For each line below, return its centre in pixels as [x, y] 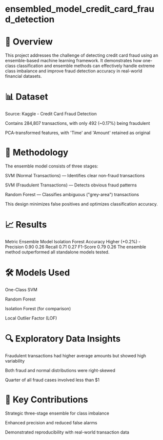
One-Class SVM [21, 289]
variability [15, 361]
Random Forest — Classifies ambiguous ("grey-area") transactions [72, 195]
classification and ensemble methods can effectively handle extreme [86, 66]
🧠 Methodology [37, 152]
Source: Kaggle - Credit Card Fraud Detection [51, 114]
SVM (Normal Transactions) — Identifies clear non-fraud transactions [75, 175]
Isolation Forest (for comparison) [38, 308]
